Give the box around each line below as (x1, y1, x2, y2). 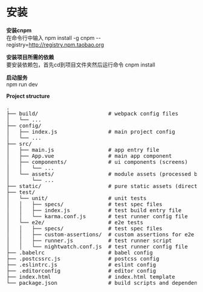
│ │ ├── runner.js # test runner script (6, 237, 172, 244)
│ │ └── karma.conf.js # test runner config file (6, 213, 188, 219)
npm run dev (6, 80, 38, 88)
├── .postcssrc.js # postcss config (6, 255, 159, 262)
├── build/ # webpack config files (6, 110, 179, 117)
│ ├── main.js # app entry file (6, 146, 159, 153)
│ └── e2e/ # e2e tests (6, 219, 144, 225)
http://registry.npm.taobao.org (28, 41, 105, 48)
